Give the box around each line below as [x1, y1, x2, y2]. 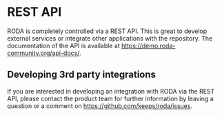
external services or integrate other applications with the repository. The [7, 34, 213, 42]
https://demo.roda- [121, 41, 176, 50]
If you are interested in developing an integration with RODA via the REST [7, 87, 215, 95]
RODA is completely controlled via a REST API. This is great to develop [7, 27, 208, 35]
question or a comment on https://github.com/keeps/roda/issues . [7, 101, 193, 110]
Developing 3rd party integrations [7, 69, 157, 81]
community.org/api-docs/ [7, 49, 80, 57]
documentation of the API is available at [7, 41, 120, 50]
